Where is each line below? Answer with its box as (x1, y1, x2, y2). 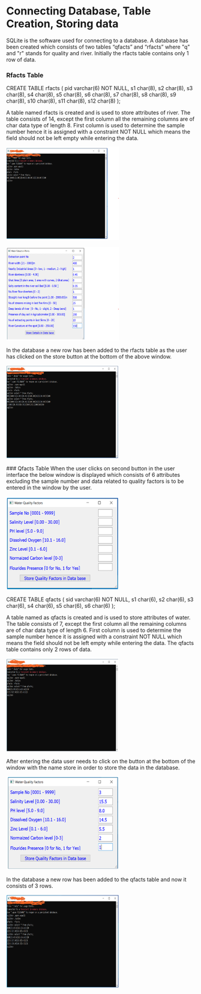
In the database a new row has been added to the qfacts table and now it (6, 876, 187, 883)
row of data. (6, 56, 37, 63)
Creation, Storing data (6, 17, 119, 31)
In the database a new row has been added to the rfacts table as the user (6, 347, 187, 354)
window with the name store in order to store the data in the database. (6, 764, 180, 771)
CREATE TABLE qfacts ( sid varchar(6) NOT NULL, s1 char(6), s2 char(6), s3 (6, 596, 194, 603)
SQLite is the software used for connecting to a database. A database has (6, 37, 189, 44)
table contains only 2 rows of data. (6, 646, 92, 653)
